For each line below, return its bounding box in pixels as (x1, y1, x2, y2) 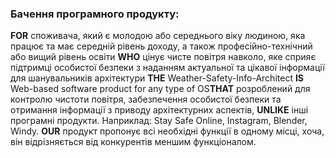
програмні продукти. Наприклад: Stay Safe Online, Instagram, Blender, (10, 115, 308, 127)
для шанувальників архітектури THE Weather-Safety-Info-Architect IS (10, 72, 305, 84)
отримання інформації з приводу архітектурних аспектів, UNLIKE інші (10, 104, 309, 116)
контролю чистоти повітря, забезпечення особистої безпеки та (10, 93, 282, 106)
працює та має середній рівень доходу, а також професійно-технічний (10, 40, 313, 52)
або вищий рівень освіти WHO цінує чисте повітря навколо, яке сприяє (10, 51, 317, 63)
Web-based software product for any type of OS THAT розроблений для (10, 83, 311, 95)
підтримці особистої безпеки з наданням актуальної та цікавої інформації (10, 62, 325, 74)
